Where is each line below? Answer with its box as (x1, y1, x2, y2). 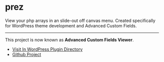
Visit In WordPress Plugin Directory (12, 46, 83, 52)
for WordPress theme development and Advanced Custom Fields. (5, 22, 137, 28)
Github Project (12, 51, 41, 57)
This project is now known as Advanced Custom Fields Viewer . (5, 37, 134, 42)
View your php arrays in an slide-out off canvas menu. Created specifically (5, 18, 156, 23)
